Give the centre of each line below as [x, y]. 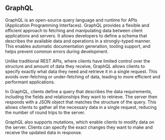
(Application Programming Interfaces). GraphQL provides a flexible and [77, 25]
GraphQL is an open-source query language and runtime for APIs [71, 20]
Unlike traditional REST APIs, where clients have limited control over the [78, 61]
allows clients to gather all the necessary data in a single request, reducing [81, 107]
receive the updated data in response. [44, 132]
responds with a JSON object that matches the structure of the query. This [81, 102]
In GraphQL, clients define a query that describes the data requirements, [79, 91]
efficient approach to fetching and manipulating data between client [74, 30]
